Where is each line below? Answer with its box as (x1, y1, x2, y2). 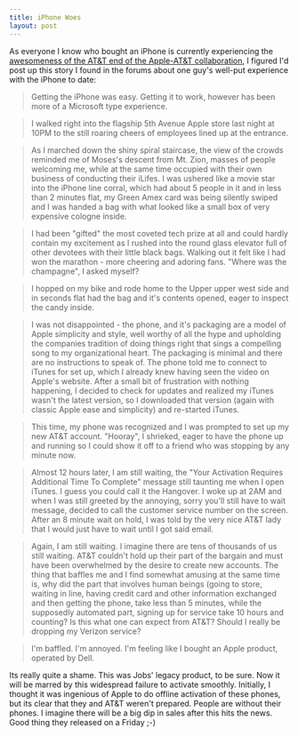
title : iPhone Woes (9, 12, 82, 22)
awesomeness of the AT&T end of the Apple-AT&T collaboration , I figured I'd (9, 55, 289, 66)
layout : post (9, 21, 58, 30)
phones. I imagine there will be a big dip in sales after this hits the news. (9, 708, 273, 718)
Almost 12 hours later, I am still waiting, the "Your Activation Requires (30, 467, 284, 477)
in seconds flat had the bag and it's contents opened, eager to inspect (30, 292, 289, 303)
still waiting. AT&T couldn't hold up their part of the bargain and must (30, 550, 284, 561)
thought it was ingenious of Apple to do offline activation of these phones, (9, 688, 281, 699)
